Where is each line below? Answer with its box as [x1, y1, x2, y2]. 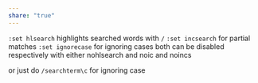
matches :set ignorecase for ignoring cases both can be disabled [8, 41, 225, 51]
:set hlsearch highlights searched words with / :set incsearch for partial [8, 33, 251, 43]
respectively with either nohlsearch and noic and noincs [8, 50, 192, 59]
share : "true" [8, 11, 56, 20]
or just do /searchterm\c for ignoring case [8, 65, 146, 75]
